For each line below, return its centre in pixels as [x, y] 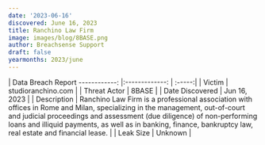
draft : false [30, 52]
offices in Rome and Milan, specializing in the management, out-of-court [127, 107]
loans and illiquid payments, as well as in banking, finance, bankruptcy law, [131, 124]
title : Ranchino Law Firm [51, 30]
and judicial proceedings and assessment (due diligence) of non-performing [133, 116]
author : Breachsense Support [56, 45]
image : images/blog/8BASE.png [58, 38]
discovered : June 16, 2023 [53, 23]
